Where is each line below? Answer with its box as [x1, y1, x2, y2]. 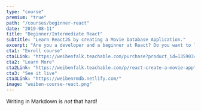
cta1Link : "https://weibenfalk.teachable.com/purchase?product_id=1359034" [6, 53, 199, 59]
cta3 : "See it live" [6, 70, 58, 76]
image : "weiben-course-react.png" [6, 82, 93, 88]
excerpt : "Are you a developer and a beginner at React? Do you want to [6, 43, 191, 49]
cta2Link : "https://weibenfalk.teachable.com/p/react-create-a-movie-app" [6, 64, 197, 71]
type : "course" [6, 8, 44, 15]
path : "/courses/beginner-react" [6, 20, 90, 26]
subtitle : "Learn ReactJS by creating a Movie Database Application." [6, 37, 186, 43]
